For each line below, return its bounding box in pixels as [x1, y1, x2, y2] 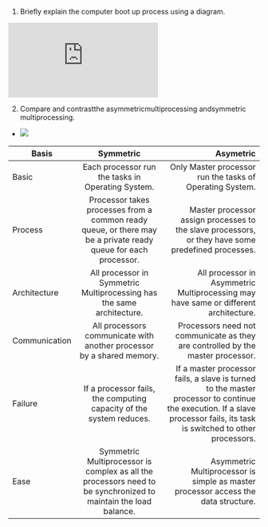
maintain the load [87, 496, 152, 506]
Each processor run [82, 161, 157, 172]
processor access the [174, 486, 256, 497]
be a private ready [85, 235, 154, 245]
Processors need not [178, 320, 256, 331]
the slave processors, [175, 224, 256, 235]
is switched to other [182, 423, 256, 434]
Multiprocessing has [81, 287, 158, 298]
